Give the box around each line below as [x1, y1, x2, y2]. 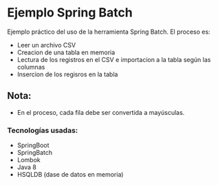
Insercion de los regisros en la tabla [17, 70, 118, 78]
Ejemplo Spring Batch [7, 5, 133, 21]
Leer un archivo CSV [17, 41, 76, 49]
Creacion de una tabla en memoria [17, 48, 116, 56]
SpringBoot [17, 141, 50, 149]
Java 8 [17, 163, 36, 171]
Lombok [17, 156, 41, 164]
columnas [17, 63, 45, 71]
